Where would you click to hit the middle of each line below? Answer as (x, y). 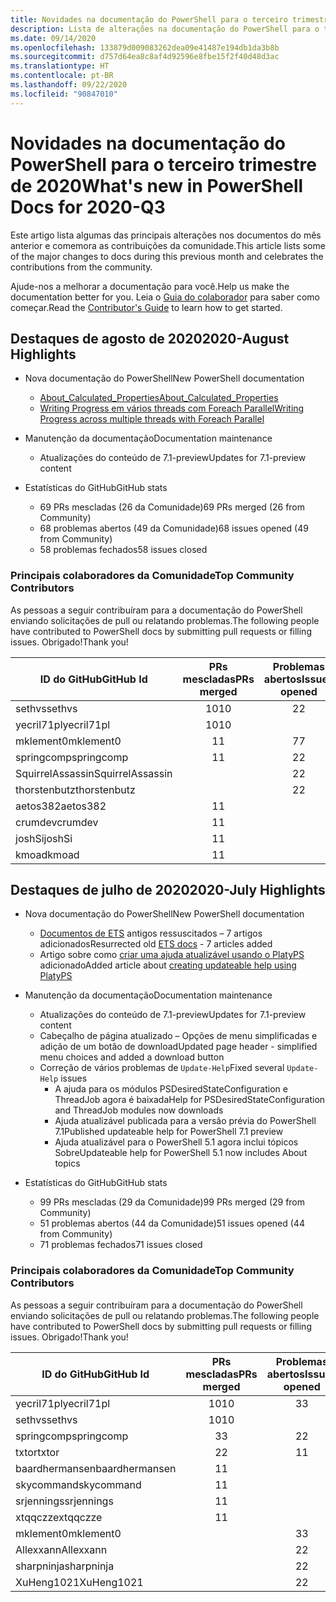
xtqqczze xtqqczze (59, 1517)
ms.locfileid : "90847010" (64, 94)
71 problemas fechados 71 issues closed (121, 1245)
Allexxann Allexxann (61, 1549)
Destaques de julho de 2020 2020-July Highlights (168, 890)
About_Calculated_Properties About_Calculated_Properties (159, 398)
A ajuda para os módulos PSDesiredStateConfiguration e (171, 1089)
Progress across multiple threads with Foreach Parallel (152, 419)
